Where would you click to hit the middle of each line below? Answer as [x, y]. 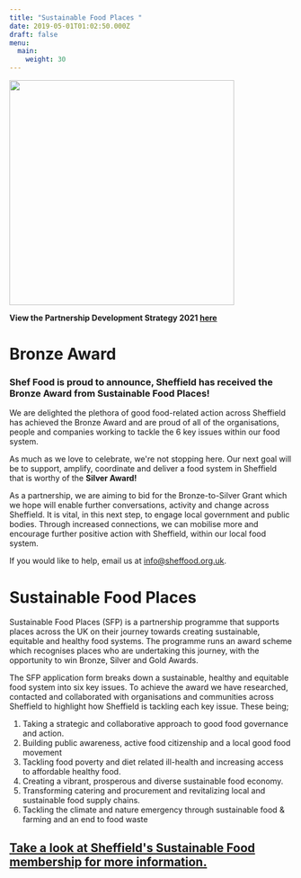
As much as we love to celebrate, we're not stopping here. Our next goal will [150, 459]
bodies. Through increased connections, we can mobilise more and [134, 524]
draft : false [34, 34]
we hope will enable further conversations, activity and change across [139, 506]
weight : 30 [46, 59]
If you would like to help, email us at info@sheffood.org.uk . [118, 561]
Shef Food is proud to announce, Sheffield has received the [141, 382]
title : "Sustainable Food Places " [76, 18]
